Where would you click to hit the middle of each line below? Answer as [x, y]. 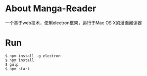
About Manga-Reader [51, 9]
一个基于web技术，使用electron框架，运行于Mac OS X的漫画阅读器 [73, 23]
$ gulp [12, 64]
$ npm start [17, 69]
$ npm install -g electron [33, 56]
